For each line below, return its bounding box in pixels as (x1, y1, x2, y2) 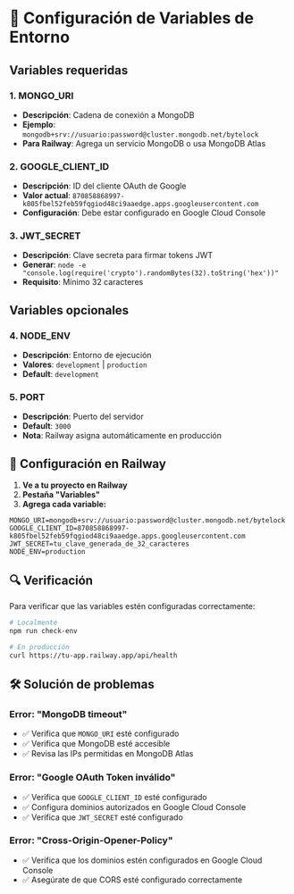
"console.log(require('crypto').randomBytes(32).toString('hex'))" (21, 269, 279, 278)
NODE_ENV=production (9, 547, 87, 556)
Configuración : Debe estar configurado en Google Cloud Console (21, 207, 266, 218)
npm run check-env (9, 626, 78, 635)
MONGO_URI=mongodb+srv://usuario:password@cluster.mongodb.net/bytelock (9, 516, 286, 525)
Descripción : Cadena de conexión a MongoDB (21, 109, 195, 120)
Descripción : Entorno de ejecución (21, 350, 152, 361)
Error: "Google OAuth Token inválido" (9, 772, 176, 784)
